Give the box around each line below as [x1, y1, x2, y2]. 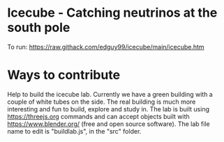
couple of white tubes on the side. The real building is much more [7, 97, 196, 106]
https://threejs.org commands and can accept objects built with [7, 112, 190, 120]
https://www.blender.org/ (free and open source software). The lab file [7, 120, 211, 128]
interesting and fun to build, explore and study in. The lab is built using [7, 104, 210, 113]
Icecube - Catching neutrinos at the [7, 5, 218, 21]
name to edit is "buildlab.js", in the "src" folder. [7, 127, 142, 135]
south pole [7, 19, 70, 35]
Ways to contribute [7, 68, 121, 83]
